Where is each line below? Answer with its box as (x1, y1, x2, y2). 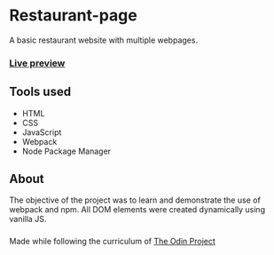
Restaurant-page (9, 5, 137, 26)
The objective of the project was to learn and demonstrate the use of (9, 195, 262, 205)
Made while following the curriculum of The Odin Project (9, 236, 215, 247)
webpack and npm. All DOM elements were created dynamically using (9, 204, 266, 215)
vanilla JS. (9, 214, 47, 225)
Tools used (9, 84, 72, 100)
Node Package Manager (21, 146, 112, 156)
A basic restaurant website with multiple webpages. (9, 35, 198, 45)
